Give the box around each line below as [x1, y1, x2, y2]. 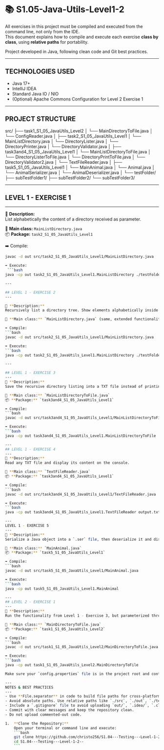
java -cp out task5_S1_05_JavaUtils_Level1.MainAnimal [5, 586, 119, 591]
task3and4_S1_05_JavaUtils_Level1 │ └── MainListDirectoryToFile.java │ [5, 149, 151, 154]
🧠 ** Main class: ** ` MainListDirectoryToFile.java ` [5, 393, 110, 398]
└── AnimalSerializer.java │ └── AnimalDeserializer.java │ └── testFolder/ [5, 170, 156, 175]
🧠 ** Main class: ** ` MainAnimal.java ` [5, 546, 82, 550]
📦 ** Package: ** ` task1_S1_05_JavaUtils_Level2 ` [5, 626, 106, 631]
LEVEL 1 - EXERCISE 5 [5, 523, 49, 528]
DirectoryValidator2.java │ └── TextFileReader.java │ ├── [5, 159, 123, 165]
